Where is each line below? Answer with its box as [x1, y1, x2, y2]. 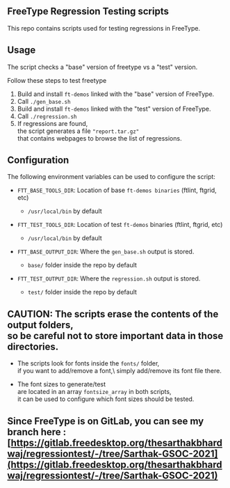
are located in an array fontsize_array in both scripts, [17, 388, 172, 396]
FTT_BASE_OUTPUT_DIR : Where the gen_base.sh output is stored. [17, 247, 195, 256]
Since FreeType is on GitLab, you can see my [7, 415, 204, 427]
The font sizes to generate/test [17, 380, 106, 388]
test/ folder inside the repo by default [27, 288, 138, 297]
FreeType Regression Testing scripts [7, 6, 169, 17]
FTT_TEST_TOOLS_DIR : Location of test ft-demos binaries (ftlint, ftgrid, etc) [17, 221, 223, 229]
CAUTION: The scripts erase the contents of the [7, 308, 219, 320]
